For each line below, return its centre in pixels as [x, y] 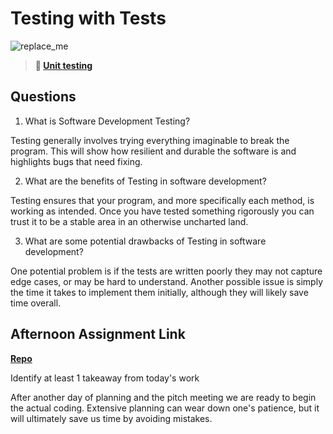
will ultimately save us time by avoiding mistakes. [111, 418]
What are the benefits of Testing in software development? [145, 181]
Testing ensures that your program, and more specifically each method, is [162, 200]
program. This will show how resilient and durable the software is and [153, 151]
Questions [43, 97]
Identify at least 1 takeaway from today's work [105, 378]
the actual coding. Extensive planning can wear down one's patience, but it [165, 408]
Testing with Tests [88, 18]
